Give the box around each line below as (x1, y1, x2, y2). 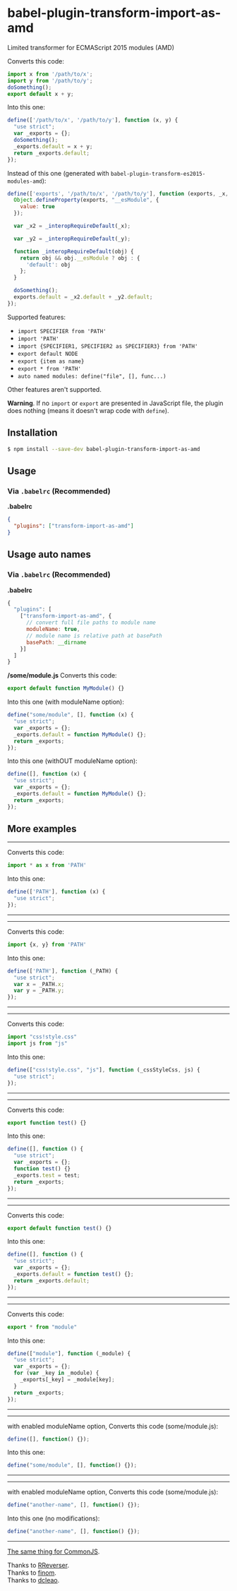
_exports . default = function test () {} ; (13, 1271, 134, 1278)
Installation (7, 427, 58, 439)
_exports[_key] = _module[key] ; (20, 1376, 115, 1383)
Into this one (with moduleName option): (7, 697, 125, 707)
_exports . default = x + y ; (13, 143, 93, 150)
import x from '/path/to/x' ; (7, 71, 93, 78)
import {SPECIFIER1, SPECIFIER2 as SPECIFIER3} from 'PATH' (17, 342, 198, 350)
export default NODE (17, 350, 78, 357)
